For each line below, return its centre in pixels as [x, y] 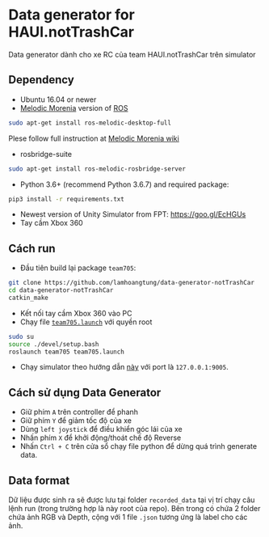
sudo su [21, 336]
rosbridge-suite [46, 154]
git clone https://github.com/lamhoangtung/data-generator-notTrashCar [131, 283]
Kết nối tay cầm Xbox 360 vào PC [76, 313]
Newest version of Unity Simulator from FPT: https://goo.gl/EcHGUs [133, 214]
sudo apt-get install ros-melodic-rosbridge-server [97, 169]
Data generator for [71, 15]
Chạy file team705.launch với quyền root [86, 322]
